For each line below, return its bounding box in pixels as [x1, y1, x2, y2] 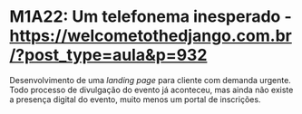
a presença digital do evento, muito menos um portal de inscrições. [9, 93, 261, 105]
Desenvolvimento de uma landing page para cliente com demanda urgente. [9, 74, 292, 85]
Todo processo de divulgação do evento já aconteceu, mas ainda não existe [9, 84, 294, 95]
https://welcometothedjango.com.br [9, 25, 292, 46]
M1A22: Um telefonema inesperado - [9, 6, 292, 27]
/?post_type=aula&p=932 [9, 45, 208, 65]
